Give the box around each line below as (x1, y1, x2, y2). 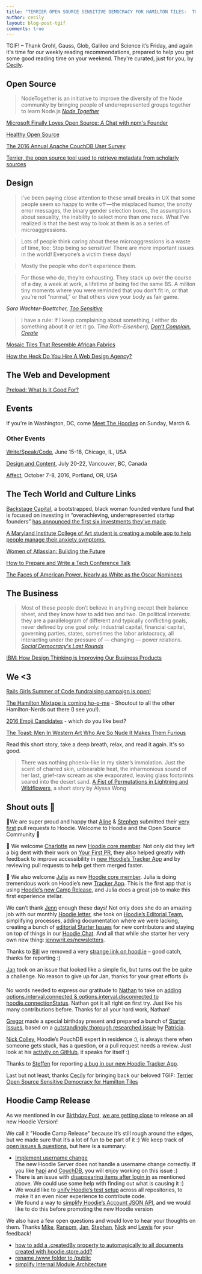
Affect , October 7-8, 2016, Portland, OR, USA (6, 471, 118, 479)
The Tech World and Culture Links (6, 489, 136, 499)
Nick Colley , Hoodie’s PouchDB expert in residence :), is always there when (6, 1035, 192, 1043)
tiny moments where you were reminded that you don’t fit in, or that (20, 287, 188, 294)
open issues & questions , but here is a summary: (6, 1142, 127, 1149)
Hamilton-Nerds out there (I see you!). (6, 706, 100, 713)
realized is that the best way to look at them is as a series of (20, 219, 170, 226)
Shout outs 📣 (6, 802, 55, 812)
